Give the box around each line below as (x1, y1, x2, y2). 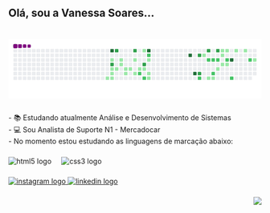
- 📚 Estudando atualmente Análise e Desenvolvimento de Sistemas (8, 113, 231, 123)
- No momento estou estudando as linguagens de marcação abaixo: (8, 136, 234, 147)
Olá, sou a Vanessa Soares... (8, 6, 155, 20)
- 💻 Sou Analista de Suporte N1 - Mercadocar (8, 125, 161, 135)
